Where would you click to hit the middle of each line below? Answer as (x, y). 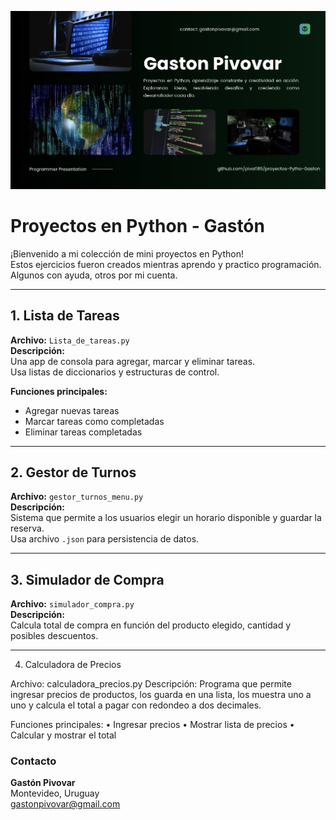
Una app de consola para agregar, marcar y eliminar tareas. (133, 361)
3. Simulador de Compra (87, 579)
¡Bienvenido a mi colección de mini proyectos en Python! (127, 253)
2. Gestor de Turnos (73, 472)
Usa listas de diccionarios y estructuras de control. (115, 372)
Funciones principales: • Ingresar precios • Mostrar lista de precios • (152, 725)
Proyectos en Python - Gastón (137, 226)
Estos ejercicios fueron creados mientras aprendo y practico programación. (166, 264)
